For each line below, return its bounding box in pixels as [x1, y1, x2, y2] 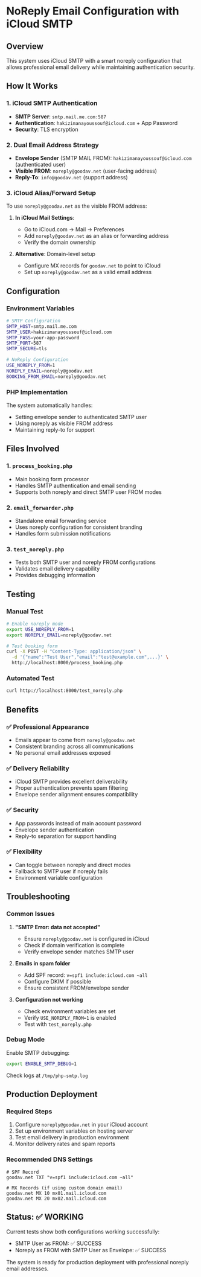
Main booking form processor [14, 475, 89, 482]
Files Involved [6, 444, 60, 454]
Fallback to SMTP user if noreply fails [14, 868, 109, 875]
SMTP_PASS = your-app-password [6, 334, 80, 341]
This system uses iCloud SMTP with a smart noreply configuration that [6, 57, 182, 64]
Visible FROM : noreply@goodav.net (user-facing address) [14, 167, 158, 174]
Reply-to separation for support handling [14, 832, 116, 840]
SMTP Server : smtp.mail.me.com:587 [14, 113, 107, 120]
